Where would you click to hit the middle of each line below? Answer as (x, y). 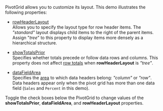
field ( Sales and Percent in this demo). (51, 88)
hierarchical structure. (35, 43)
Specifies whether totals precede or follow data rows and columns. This (85, 58)
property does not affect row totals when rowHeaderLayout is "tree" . (83, 63)
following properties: (26, 12)
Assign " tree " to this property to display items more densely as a (78, 37)
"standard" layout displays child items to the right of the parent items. (83, 32)
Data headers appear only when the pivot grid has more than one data (83, 83)
